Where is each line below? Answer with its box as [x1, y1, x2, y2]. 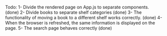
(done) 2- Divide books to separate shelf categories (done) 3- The [5, 9, 142, 15]
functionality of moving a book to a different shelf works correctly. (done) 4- [5, 15, 162, 20]
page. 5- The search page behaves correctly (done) [5, 25, 112, 31]
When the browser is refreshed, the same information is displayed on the [5, 20, 155, 26]
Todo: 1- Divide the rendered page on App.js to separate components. [5, 4, 149, 10]
